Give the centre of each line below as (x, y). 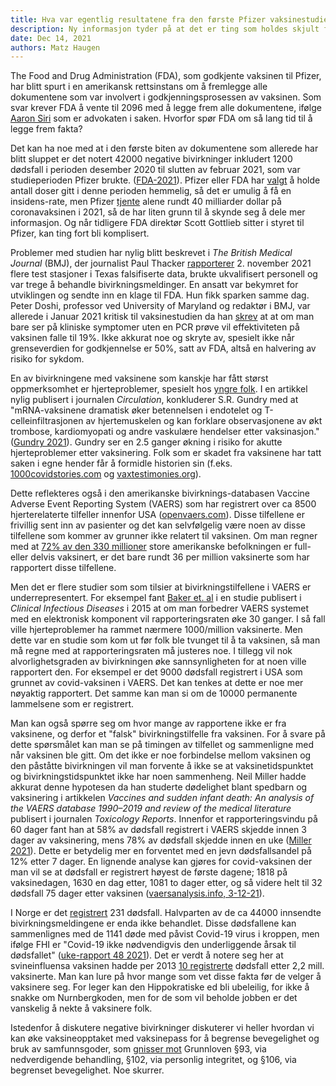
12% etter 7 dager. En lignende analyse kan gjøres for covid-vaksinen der (161, 862)
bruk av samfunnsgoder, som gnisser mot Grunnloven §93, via (138, 1049)
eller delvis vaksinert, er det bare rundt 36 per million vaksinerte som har (160, 557)
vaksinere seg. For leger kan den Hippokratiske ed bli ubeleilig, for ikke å (160, 987)
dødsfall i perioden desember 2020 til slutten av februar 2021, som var (155, 170)
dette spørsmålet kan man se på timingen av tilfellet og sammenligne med (162, 745)
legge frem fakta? (46, 129)
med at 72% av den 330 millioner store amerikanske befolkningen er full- (161, 547)
